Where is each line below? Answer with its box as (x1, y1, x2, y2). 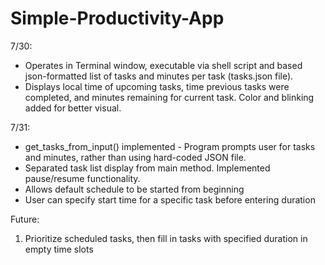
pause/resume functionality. (24, 172, 141, 184)
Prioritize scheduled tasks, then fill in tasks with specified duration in (24, 232, 308, 244)
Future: (10, 213, 40, 225)
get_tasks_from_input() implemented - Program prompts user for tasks (24, 140, 316, 152)
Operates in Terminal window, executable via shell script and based (24, 59, 303, 71)
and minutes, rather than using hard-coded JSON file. (24, 151, 247, 163)
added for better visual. (24, 102, 122, 114)
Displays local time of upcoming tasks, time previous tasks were (24, 80, 290, 92)
